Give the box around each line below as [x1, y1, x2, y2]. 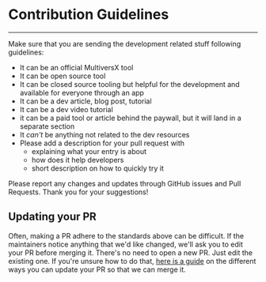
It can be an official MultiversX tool [19, 62, 134, 72]
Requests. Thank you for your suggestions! [8, 187, 149, 197]
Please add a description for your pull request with [19, 138, 184, 148]
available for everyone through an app [19, 88, 145, 97]
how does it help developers [31, 155, 124, 164]
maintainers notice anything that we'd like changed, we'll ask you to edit [8, 239, 243, 249]
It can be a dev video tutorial [19, 104, 113, 114]
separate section [19, 121, 75, 131]
